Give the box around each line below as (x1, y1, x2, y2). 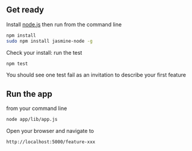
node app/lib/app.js (6, 117, 58, 123)
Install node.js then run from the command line (6, 20, 122, 28)
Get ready (6, 5, 44, 15)
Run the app (6, 88, 52, 99)
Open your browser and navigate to (6, 128, 94, 135)
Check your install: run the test (6, 49, 82, 56)
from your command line (6, 105, 67, 112)
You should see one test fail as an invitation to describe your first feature (6, 72, 187, 79)
